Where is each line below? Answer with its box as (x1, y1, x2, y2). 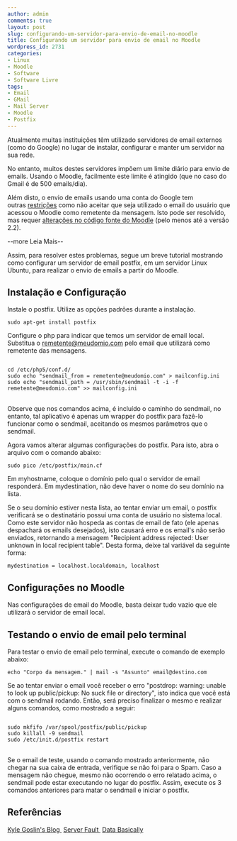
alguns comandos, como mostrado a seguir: (7, 704, 136, 713)
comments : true (7, 17, 52, 24)
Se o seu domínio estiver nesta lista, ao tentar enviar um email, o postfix (7, 503, 217, 512)
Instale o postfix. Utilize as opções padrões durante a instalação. (7, 305, 196, 314)
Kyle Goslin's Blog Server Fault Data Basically (7, 825, 144, 834)
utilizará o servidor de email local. (7, 608, 106, 617)
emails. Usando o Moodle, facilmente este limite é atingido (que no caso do (7, 172, 227, 180)
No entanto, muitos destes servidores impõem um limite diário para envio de (7, 164, 230, 172)
